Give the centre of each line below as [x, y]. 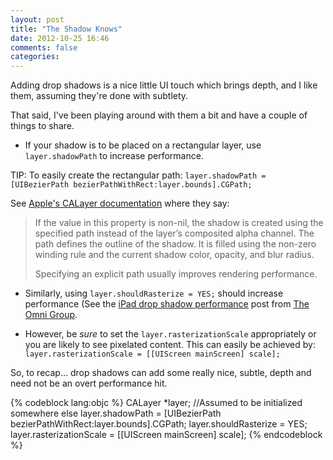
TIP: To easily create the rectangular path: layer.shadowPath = [138, 175]
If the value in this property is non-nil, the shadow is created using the [179, 223]
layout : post [37, 19]
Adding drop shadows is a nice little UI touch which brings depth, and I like [164, 85]
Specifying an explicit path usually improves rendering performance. [176, 274]
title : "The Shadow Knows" [66, 29]
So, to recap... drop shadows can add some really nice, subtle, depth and [161, 373]
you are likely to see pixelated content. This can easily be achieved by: [170, 345]
